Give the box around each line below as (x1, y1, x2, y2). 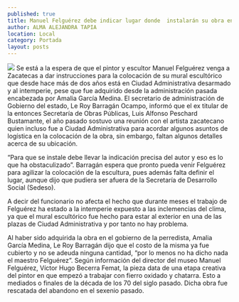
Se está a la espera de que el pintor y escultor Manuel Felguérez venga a (16, 64, 230, 72)
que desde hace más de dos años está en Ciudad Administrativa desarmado (7, 79, 231, 87)
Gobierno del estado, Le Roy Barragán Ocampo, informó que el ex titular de (7, 102, 228, 110)
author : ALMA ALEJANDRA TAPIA (7, 23, 97, 31)
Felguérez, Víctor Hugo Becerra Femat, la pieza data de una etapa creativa (7, 264, 226, 272)
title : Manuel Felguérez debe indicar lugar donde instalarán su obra (7, 17, 224, 24)
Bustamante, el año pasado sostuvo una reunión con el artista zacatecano (7, 117, 225, 125)
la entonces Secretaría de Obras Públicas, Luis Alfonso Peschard (7, 109, 198, 117)
